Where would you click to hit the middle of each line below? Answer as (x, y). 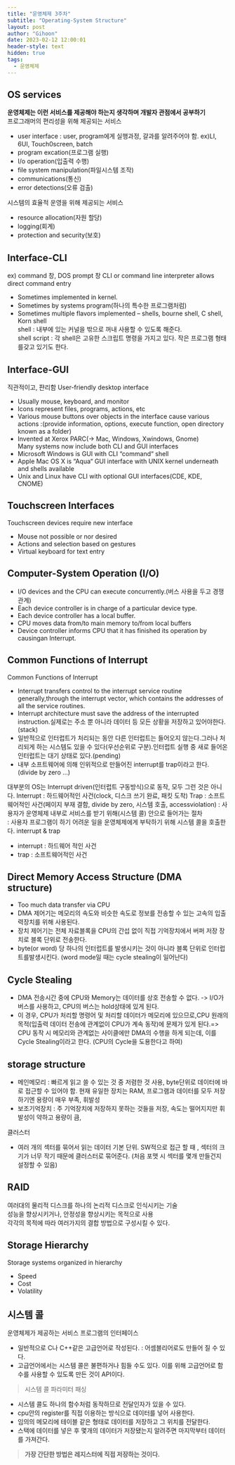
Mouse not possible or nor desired (67, 536)
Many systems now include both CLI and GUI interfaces (98, 446)
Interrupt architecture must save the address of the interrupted (108, 713)
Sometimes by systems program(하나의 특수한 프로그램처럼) (102, 306)
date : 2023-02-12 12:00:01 (47, 40)
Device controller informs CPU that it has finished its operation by (112, 630)
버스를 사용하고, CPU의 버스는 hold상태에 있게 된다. (88, 1007)
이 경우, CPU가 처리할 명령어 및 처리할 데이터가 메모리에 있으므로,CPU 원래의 (123, 1015)
